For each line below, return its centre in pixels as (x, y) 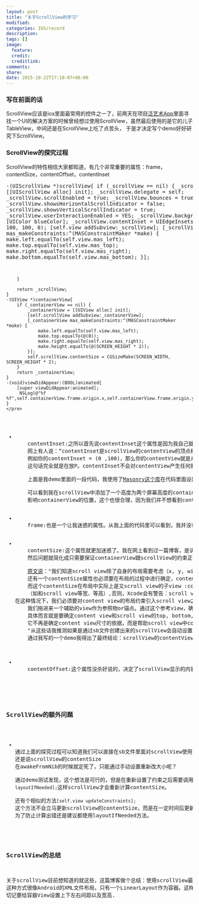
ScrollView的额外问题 (40, 714)
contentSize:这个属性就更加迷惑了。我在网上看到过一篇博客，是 (108, 550)
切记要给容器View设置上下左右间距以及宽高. (61, 895)
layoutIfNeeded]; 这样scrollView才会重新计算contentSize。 (92, 787)
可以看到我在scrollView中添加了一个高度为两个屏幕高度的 (100, 492)
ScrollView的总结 (33, 855)
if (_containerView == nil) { (54, 305)
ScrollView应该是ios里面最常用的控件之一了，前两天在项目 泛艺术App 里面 (95, 114)
